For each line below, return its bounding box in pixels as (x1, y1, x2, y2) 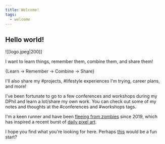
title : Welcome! (5, 7, 39, 13)
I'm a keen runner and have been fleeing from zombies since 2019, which (5, 114, 158, 120)
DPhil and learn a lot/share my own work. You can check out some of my (5, 99, 156, 105)
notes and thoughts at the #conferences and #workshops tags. (5, 104, 136, 110)
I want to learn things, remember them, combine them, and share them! (5, 58, 153, 64)
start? (5, 134, 18, 140)
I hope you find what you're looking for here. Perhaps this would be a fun (5, 129, 157, 135)
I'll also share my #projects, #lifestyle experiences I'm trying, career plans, (5, 78, 160, 84)
